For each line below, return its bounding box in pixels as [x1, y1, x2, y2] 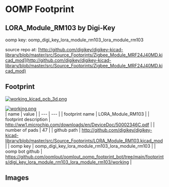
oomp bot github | [5, 148, 43, 154]
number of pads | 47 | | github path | [5, 127, 81, 133]
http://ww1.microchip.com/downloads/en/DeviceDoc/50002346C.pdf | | [5, 122, 155, 128]
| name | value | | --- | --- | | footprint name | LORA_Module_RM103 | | [5, 111, 150, 117]
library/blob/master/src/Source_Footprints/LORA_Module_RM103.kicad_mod [5, 137, 163, 144]
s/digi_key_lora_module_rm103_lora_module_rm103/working [5, 159, 129, 165]
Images [5, 173, 29, 182]
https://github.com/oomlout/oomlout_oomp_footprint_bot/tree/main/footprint [5, 153, 164, 159]
